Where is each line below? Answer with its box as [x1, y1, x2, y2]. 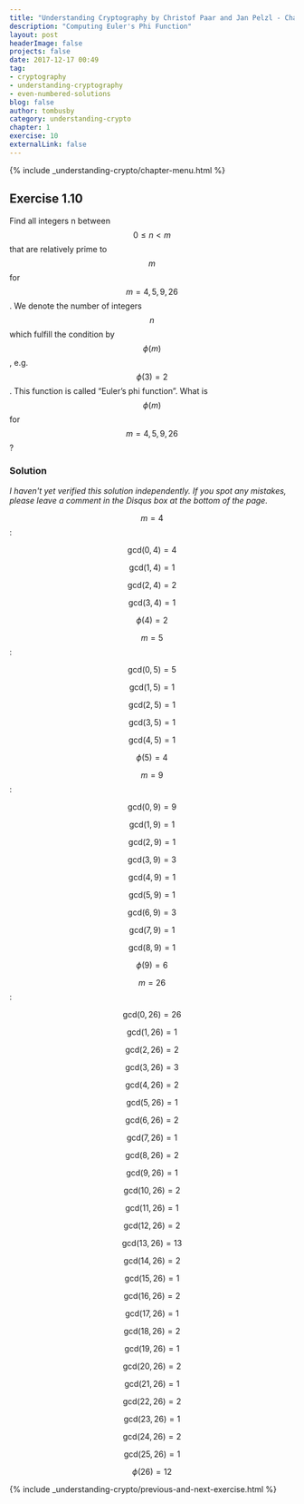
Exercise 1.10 [9, 192, 83, 207]
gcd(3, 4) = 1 [128, 596, 176, 608]
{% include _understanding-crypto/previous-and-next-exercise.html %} [9, 1483, 278, 1494]
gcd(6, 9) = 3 [128, 907, 176, 918]
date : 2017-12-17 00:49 [9, 55, 100, 64]
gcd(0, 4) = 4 [127, 544, 177, 555]
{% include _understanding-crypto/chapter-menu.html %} [9, 164, 226, 175]
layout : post [9, 30, 59, 39]
